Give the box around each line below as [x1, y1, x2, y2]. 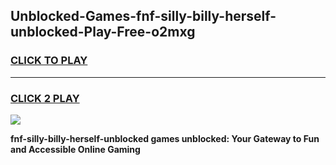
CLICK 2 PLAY [10, 91, 80, 105]
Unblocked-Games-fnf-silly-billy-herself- [10, 8, 277, 25]
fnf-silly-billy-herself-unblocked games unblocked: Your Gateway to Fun [10, 132, 320, 144]
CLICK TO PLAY [10, 54, 88, 68]
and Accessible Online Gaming [10, 143, 141, 155]
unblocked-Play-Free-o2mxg [10, 24, 196, 41]
